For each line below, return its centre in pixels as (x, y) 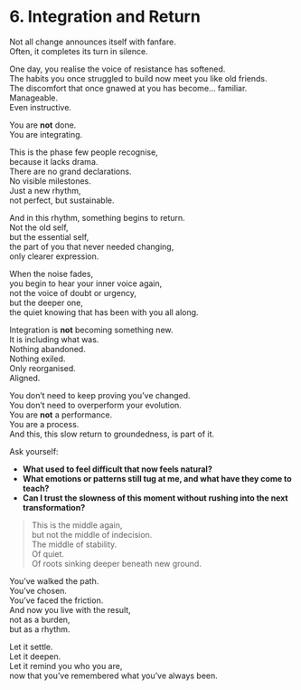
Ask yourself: (34, 451)
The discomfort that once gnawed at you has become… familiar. (128, 88)
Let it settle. (31, 647)
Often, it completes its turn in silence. (79, 51)
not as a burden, (40, 619)
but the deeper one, (47, 302)
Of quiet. (48, 553)
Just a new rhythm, (45, 190)
